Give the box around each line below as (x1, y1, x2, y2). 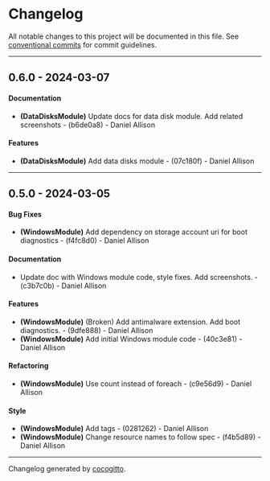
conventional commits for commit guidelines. (8, 39, 157, 49)
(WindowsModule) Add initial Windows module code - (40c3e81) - (19, 334, 243, 343)
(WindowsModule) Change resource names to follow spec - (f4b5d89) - (19, 432, 261, 442)
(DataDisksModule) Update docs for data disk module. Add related (19, 111, 243, 121)
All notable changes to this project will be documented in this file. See (8, 31, 239, 41)
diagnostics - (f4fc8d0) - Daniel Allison (19, 236, 149, 245)
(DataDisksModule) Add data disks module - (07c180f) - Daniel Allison (19, 156, 255, 166)
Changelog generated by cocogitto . (8, 464, 126, 474)
